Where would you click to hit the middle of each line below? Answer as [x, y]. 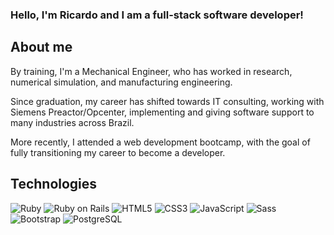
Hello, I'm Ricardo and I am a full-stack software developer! [157, 15]
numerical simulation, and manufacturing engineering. [121, 82]
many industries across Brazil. [72, 122]
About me [41, 47]
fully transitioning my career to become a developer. [118, 152]
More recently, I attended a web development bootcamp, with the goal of [160, 142]
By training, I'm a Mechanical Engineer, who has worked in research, [151, 71]
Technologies [54, 184]
